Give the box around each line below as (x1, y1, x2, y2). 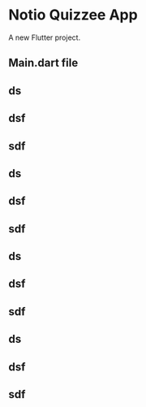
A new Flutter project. (8, 32, 81, 42)
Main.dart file (8, 56, 79, 70)
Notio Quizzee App (8, 6, 138, 24)
